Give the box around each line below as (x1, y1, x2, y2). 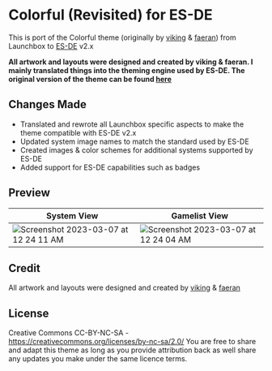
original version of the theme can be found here (8, 74, 172, 84)
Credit (8, 261, 40, 275)
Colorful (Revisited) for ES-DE (8, 6, 213, 24)
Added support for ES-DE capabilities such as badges (19, 162, 201, 172)
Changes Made (8, 97, 87, 111)
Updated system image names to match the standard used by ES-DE (19, 136, 249, 146)
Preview (8, 186, 51, 200)
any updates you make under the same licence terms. (8, 354, 188, 364)
